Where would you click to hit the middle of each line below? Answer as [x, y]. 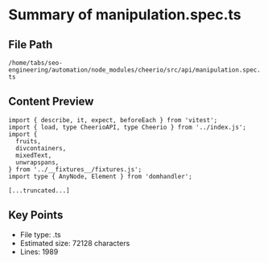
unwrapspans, [37, 162]
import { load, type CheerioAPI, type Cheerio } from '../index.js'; [128, 127]
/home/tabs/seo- [35, 63]
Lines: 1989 [39, 252]
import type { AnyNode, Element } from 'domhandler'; [101, 176]
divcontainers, [41, 148]
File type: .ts [41, 234]
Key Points [36, 215]
